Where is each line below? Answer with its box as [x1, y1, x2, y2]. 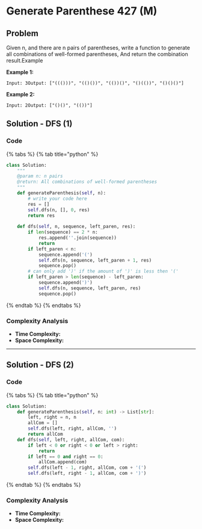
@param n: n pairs [17, 173, 63, 179]
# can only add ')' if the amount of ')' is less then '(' [28, 268, 179, 274]
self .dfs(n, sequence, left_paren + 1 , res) [38, 257, 152, 263]
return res [28, 212, 55, 218]
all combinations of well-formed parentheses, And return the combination [6, 51, 188, 58]
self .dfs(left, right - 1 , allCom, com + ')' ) [28, 471, 147, 477]
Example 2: [6, 91, 35, 97]
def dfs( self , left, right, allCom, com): [17, 436, 125, 443]
